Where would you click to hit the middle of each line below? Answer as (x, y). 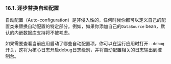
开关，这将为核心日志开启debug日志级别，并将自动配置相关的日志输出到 (81, 50)
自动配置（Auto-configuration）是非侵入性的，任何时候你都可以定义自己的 (83, 20)
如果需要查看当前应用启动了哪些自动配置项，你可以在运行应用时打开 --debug (85, 44)
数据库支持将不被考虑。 (47, 33)
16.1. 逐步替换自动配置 (32, 8)
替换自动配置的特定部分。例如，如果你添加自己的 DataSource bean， (90, 26)
